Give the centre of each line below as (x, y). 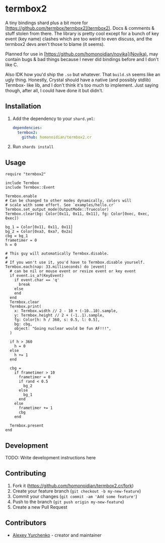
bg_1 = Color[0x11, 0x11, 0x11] (39, 227)
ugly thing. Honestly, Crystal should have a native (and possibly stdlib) (78, 80)
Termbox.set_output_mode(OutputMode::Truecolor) (57, 210)
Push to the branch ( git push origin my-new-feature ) (68, 502)
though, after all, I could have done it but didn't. (54, 90)
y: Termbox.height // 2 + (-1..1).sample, (59, 316)
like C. (12, 65)
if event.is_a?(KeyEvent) (37, 276)
